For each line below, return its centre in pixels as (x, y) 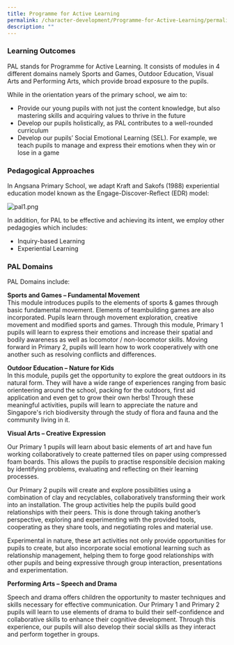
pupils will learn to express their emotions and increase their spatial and (110, 333)
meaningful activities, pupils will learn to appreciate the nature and (103, 405)
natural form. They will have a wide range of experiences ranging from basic (117, 383)
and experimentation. (38, 570)
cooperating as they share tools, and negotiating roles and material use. (110, 527)
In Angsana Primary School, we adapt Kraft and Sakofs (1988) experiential (113, 185)
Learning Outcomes (41, 51)
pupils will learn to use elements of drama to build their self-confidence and (116, 612)
